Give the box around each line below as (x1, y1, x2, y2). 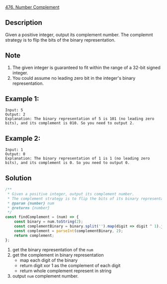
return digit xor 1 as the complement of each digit (19, 262, 121, 268)
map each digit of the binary (19, 257, 78, 263)
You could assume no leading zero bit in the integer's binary (12, 75, 136, 81)
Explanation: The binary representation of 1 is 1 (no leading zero (5, 156, 150, 161)
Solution (5, 173, 32, 182)
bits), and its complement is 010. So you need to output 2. (5, 121, 135, 126)
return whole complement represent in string (19, 268, 112, 274)
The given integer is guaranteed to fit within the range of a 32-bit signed (12, 64, 161, 70)
